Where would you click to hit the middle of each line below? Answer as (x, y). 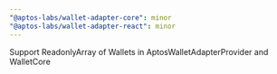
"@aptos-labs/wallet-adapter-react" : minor (93, 26)
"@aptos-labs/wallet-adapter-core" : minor (91, 18)
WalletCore (30, 61)
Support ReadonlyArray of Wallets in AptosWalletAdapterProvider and (139, 51)
